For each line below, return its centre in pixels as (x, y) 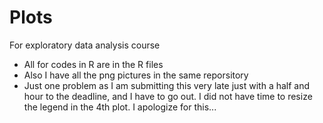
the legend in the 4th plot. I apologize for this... (120, 107)
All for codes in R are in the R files (93, 64)
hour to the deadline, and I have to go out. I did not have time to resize (168, 96)
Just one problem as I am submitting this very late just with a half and (167, 85)
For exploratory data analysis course (85, 45)
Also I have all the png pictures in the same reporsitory (136, 75)
